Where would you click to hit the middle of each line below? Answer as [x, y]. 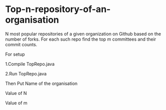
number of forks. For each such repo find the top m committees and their [81, 39]
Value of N [16, 93]
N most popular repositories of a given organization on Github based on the [83, 34]
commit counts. [21, 44]
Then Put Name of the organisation [41, 83]
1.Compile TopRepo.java [30, 64]
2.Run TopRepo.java [26, 73]
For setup [15, 54]
